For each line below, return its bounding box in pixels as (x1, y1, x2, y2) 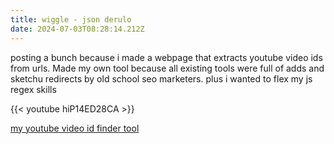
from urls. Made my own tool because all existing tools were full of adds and (10, 62, 325, 74)
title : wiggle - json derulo (10, 14, 132, 25)
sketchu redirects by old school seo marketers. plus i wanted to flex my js (10, 72, 313, 85)
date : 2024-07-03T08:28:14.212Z (10, 24, 145, 34)
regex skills (10, 83, 57, 95)
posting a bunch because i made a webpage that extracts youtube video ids (10, 51, 323, 63)
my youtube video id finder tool (10, 122, 140, 134)
